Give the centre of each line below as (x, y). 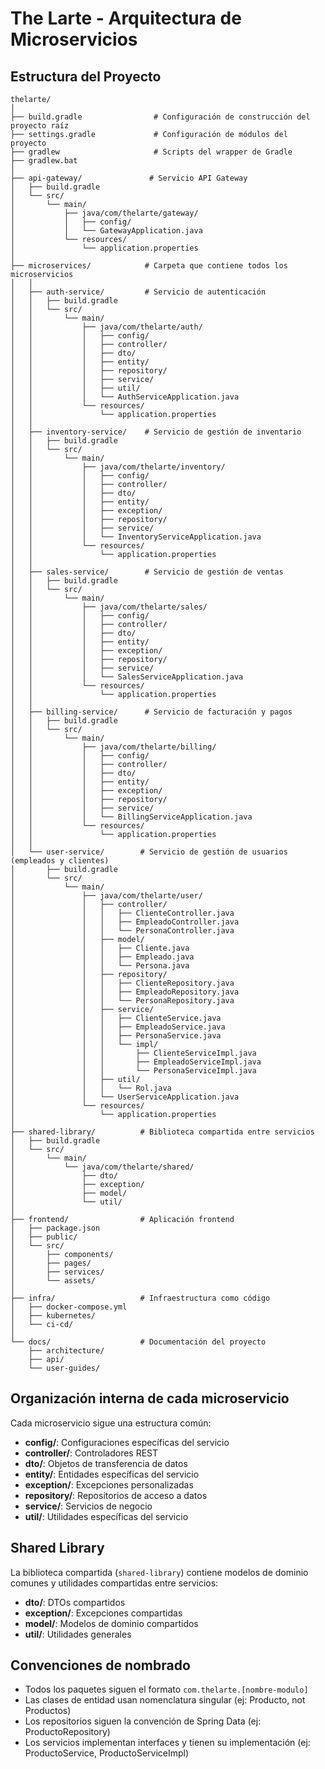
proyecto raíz (40, 126)
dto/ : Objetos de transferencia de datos (106, 1463)
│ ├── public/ (44, 1237)
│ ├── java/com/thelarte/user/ (106, 896)
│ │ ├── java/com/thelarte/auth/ (106, 327)
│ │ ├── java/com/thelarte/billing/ (113, 747)
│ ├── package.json (55, 1228)
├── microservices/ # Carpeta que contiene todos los (149, 266)
